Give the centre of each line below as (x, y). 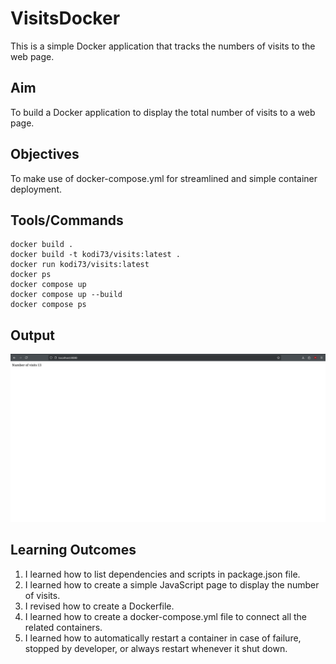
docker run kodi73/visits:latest (80, 265)
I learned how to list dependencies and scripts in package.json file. (162, 574)
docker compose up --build (66, 295)
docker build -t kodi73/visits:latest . (96, 255)
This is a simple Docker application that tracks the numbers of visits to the (163, 46)
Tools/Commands (67, 220)
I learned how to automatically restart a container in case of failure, (163, 638)
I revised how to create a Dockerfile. (99, 606)
